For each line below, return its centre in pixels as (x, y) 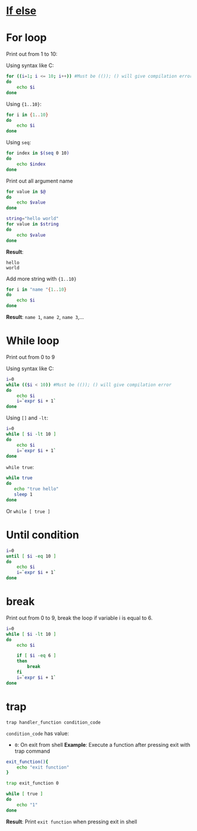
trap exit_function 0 (33, 783)
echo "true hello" (36, 489)
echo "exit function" (43, 767)
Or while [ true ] (28, 511)
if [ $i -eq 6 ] (37, 656)
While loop (33, 341)
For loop (26, 38)
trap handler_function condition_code (53, 722)
